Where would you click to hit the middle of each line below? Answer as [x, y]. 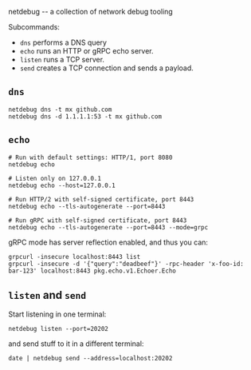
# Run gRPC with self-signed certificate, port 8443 [98, 220]
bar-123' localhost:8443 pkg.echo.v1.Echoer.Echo [92, 271]
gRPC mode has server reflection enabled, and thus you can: [108, 242]
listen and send [47, 295]
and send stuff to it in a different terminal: [76, 344]
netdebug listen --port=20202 [59, 329]
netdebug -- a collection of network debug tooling [90, 12]
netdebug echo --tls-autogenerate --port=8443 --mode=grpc [108, 227]
